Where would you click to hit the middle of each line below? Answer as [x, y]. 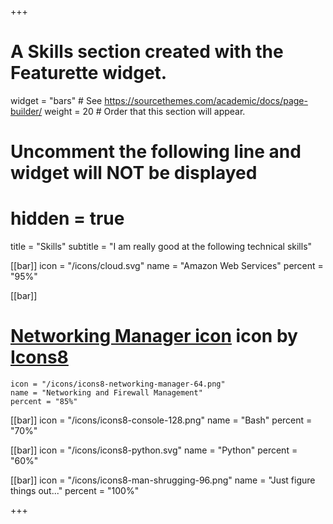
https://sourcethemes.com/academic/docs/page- [206, 100]
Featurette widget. [89, 73]
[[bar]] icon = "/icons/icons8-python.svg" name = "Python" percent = [154, 450]
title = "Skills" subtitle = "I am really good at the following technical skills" [161, 247]
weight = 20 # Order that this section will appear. [145, 111]
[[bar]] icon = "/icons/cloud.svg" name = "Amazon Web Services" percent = [167, 266]
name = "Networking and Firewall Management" [106, 393]
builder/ [26, 111]
